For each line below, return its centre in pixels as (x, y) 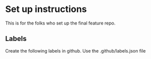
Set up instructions (46, 9)
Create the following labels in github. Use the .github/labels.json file (75, 50)
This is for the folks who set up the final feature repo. (60, 23)
